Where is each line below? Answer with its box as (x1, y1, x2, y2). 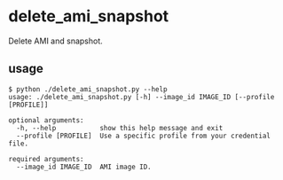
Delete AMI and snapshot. (8, 35, 103, 46)
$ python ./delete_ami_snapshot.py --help (8, 84, 168, 94)
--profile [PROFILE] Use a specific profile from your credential (16, 131, 271, 140)
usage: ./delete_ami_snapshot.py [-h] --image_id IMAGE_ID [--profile (8, 92, 275, 101)
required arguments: (8, 154, 85, 163)
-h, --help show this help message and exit (16, 123, 224, 132)
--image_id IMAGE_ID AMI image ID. (16, 162, 152, 171)
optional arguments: (8, 115, 85, 125)
